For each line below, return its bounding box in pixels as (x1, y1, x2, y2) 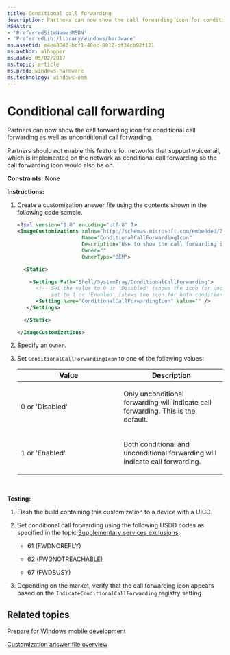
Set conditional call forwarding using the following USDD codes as (16, 521, 205, 529)
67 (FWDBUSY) (27, 569, 71, 577)
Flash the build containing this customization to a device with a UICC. (16, 508, 213, 516)
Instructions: (7, 188, 45, 196)
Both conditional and (123, 440, 190, 449)
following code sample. (16, 209, 84, 217)
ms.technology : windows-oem (7, 73, 88, 81)
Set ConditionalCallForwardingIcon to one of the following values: (16, 355, 204, 363)
